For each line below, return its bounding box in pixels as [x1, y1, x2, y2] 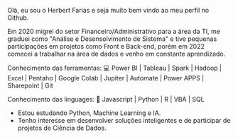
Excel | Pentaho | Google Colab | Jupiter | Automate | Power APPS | [7, 74, 205, 82]
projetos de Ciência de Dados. [17, 123, 107, 132]
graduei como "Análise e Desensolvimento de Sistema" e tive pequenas [7, 35, 217, 43]
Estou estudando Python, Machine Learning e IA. [17, 109, 161, 117]
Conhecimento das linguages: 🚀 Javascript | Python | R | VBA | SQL [7, 95, 205, 103]
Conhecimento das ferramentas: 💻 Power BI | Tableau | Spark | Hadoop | [7, 64, 222, 72]
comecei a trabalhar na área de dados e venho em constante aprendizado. [7, 49, 226, 58]
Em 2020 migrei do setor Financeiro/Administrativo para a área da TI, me [7, 28, 220, 35]
